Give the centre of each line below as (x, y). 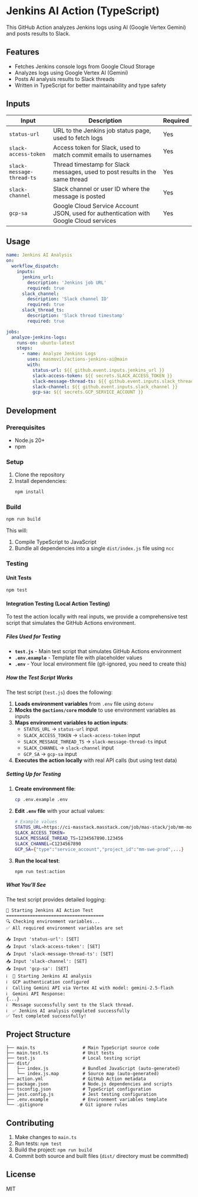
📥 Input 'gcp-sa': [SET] (37, 969)
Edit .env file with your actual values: (60, 811)
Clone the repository (39, 475)
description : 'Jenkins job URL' (67, 283)
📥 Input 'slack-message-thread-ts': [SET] (60, 954)
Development (32, 411)
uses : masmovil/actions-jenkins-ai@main (77, 359)
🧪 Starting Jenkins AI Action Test (50, 911)
